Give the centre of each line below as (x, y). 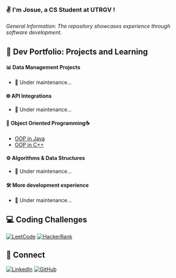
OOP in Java (30, 138)
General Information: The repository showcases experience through (88, 26)
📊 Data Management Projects (43, 67)
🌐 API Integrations (29, 96)
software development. (34, 32)
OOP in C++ (29, 145)
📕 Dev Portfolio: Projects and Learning (77, 52)
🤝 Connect (26, 255)
